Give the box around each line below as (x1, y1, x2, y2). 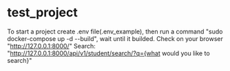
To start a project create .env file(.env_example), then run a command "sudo (7, 27, 223, 35)
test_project (7, 5, 78, 20)
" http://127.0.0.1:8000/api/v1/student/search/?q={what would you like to (7, 49, 210, 57)
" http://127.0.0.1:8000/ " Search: (7, 42, 96, 50)
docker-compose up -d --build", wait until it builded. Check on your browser (7, 34, 224, 42)
